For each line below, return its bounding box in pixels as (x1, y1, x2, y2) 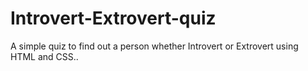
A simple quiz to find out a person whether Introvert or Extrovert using (10, 40, 299, 52)
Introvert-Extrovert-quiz (10, 7, 217, 30)
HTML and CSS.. (10, 50, 79, 62)
